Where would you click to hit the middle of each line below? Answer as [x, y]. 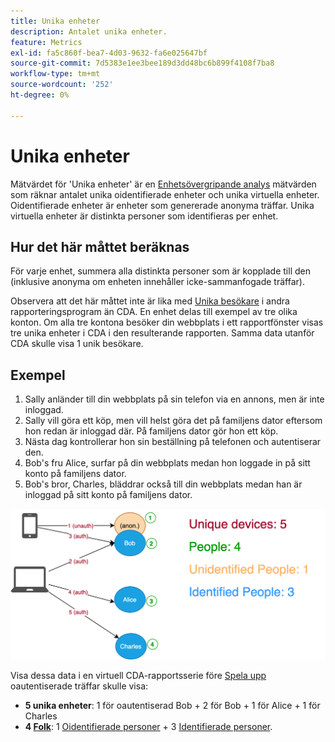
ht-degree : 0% [40, 95]
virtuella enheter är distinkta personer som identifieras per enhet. [144, 216]
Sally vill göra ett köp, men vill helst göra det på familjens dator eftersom [173, 421]
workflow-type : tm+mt [55, 74]
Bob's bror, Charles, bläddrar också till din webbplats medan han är [163, 484]
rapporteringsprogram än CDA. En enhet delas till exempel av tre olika [154, 312]
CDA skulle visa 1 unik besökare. [77, 344]
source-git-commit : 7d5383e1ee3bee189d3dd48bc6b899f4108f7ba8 [142, 63]
